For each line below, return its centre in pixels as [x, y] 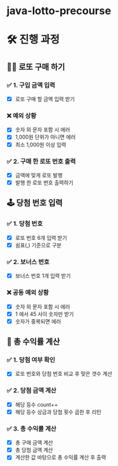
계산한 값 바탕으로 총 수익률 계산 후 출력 [60, 457]
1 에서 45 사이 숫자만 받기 [44, 314]
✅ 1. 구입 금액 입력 [31, 85]
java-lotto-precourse [59, 11]
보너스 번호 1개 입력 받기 [43, 276]
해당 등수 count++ [36, 404]
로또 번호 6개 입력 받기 [41, 237]
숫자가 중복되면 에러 [38, 321]
